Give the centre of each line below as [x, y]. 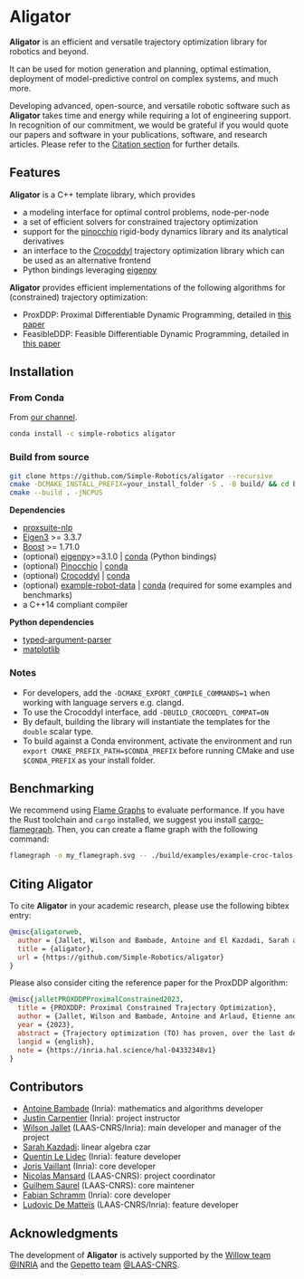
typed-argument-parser [67, 639]
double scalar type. [58, 731]
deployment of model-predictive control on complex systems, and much [144, 78]
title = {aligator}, [56, 948]
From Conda [37, 398]
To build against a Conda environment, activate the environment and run [157, 741]
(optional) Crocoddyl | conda [76, 576]
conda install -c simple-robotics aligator [93, 434]
